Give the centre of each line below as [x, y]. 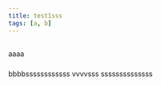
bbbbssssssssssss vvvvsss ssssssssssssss [80, 74]
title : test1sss [35, 16]
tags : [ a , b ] [30, 23]
